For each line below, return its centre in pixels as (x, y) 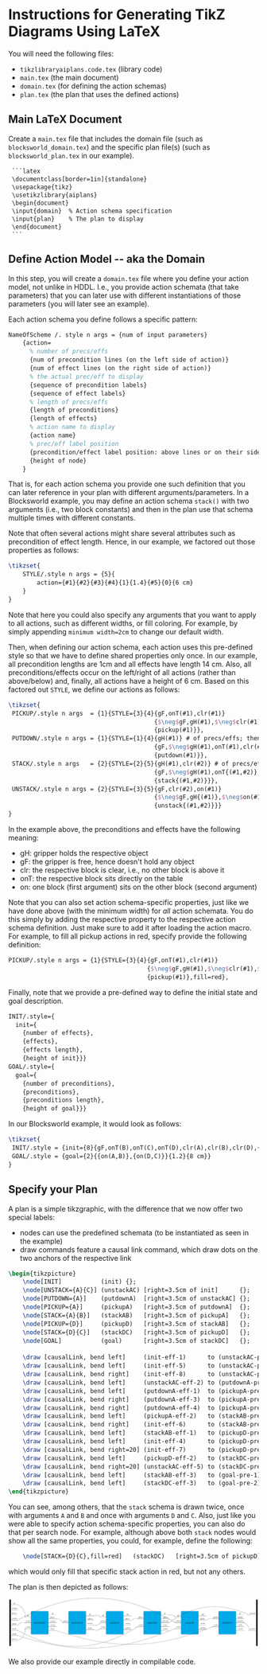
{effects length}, (53, 1050)
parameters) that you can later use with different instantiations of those (125, 295)
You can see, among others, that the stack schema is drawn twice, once (126, 1507)
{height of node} (58, 460)
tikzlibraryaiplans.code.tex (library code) (91, 68)
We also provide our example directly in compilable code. (102, 1661)
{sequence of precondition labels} (88, 385)
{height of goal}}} (55, 1109)
